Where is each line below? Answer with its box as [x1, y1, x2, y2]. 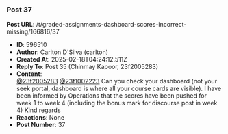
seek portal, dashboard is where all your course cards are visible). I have [16, 84, 222, 93]
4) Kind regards [16, 106, 61, 114]
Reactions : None [16, 113, 65, 122]
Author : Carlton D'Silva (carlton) [16, 48, 109, 56]
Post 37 [6, 5, 32, 14]
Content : [16, 70, 42, 78]
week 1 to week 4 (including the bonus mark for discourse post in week [16, 99, 218, 107]
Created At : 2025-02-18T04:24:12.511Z [16, 55, 128, 64]
